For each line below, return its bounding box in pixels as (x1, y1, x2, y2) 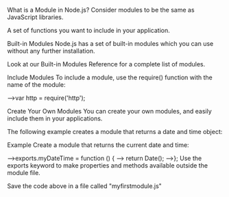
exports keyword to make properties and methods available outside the (7, 161, 208, 170)
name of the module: (7, 81, 67, 88)
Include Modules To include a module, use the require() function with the (7, 73, 213, 81)
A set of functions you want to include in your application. (7, 27, 170, 34)
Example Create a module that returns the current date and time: (7, 141, 190, 149)
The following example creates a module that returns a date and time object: (7, 128, 223, 135)
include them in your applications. (7, 114, 103, 122)
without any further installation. (7, 47, 95, 55)
